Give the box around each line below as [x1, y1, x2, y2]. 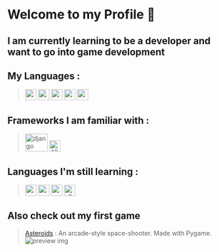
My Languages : [7, 70, 81, 82]
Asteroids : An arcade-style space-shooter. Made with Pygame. [24, 229, 213, 237]
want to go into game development [7, 46, 165, 58]
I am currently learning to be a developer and [7, 35, 211, 47]
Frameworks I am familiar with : [7, 114, 150, 127]
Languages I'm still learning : [7, 165, 139, 177]
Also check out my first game [7, 210, 141, 222]
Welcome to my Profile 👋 [7, 6, 156, 23]
